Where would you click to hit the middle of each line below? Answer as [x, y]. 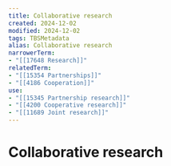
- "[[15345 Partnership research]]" [69, 98]
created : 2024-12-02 [43, 23]
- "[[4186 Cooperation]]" [51, 83]
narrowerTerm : [32, 53]
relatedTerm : [30, 68]
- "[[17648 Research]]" [48, 61]
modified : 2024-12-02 [44, 30]
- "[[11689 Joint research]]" [59, 113]
